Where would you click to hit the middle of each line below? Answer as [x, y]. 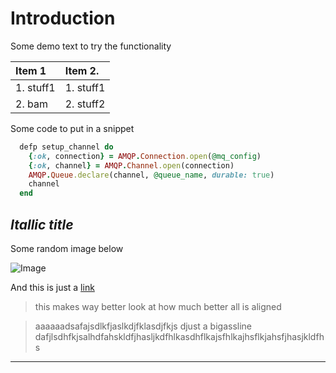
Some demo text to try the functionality [91, 46]
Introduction [63, 18]
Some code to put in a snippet [72, 128]
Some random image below [67, 248]
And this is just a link [52, 287]
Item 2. [82, 70]
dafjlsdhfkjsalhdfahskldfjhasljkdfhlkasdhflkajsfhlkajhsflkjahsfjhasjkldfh [179, 336]
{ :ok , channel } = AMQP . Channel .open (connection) [131, 165]
